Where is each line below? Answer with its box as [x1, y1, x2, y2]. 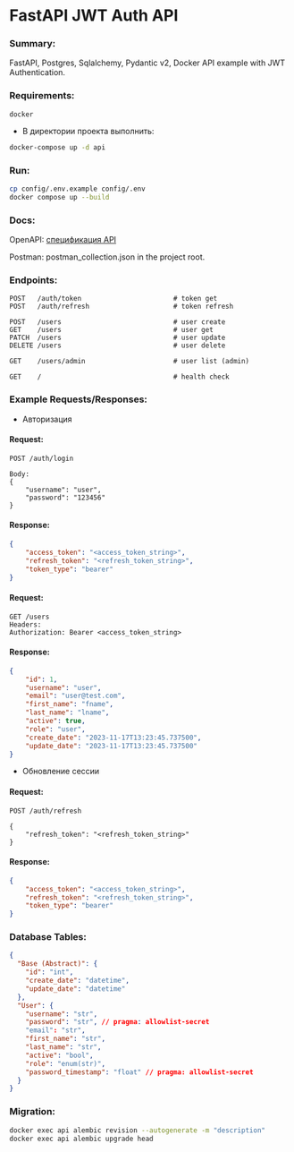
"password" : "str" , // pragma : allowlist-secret [25, 1018, 210, 1027]
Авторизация [21, 414, 73, 424]
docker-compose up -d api [9, 142, 105, 152]
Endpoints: [9, 274, 58, 286]
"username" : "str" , [25, 1009, 98, 1019]
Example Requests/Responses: [9, 393, 147, 405]
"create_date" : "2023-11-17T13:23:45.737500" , [25, 733, 202, 742]
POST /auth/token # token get [9, 294, 218, 303]
